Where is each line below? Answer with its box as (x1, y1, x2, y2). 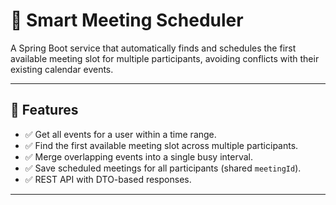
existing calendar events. (10, 63, 114, 75)
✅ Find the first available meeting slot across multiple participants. (24, 139, 299, 151)
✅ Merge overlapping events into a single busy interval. (24, 150, 253, 163)
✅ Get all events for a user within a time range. (24, 128, 217, 140)
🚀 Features (10, 102, 79, 119)
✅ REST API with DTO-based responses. (24, 173, 192, 185)
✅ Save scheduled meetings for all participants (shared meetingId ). (24, 162, 302, 174)
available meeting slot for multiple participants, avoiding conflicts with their (10, 52, 320, 64)
